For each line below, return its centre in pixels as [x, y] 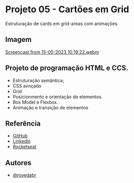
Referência [23, 123]
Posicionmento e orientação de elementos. [58, 97]
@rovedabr [24, 175]
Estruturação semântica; [38, 80]
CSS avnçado [27, 86]
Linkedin [22, 141]
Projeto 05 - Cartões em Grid [67, 9]
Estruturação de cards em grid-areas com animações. [62, 24]
